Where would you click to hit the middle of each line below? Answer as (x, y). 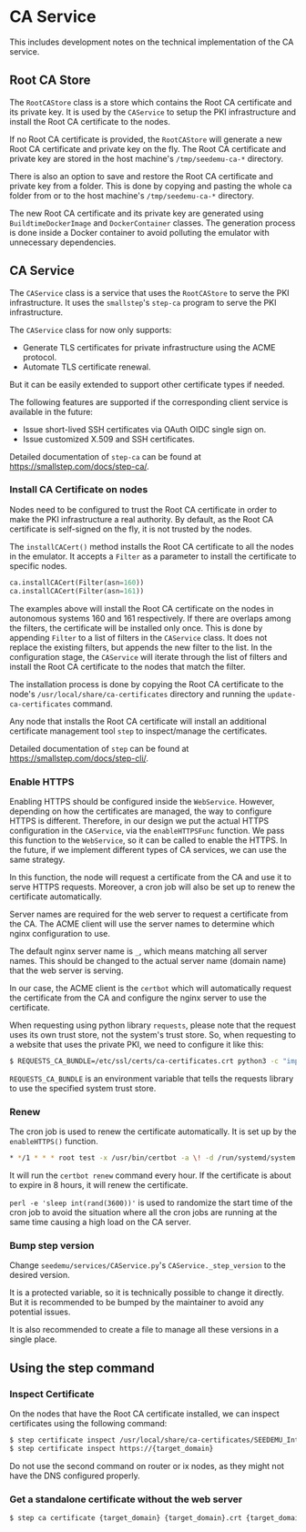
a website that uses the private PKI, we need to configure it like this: (137, 1044)
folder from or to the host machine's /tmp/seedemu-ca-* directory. (132, 195)
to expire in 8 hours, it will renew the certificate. (99, 1184)
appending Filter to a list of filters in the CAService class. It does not (138, 637)
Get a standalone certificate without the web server (126, 1499)
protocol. (40, 357)
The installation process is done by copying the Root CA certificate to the (147, 684)
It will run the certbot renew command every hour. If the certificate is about (150, 1175)
